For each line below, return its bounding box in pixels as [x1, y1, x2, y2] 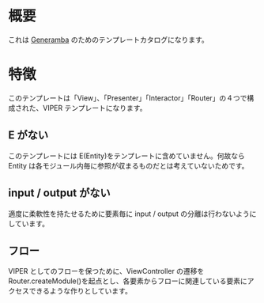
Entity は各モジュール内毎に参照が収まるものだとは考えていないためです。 [8, 161, 249, 170]
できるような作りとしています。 [28, 286, 132, 296]
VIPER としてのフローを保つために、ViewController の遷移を [8, 267, 205, 276]
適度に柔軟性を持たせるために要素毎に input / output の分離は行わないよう [8, 209, 251, 218]
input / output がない [8, 187, 111, 200]
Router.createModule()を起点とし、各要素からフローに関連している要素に [8, 276, 247, 286]
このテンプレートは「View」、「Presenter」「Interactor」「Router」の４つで [8, 93, 247, 103]
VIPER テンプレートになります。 [42, 103, 147, 112]
